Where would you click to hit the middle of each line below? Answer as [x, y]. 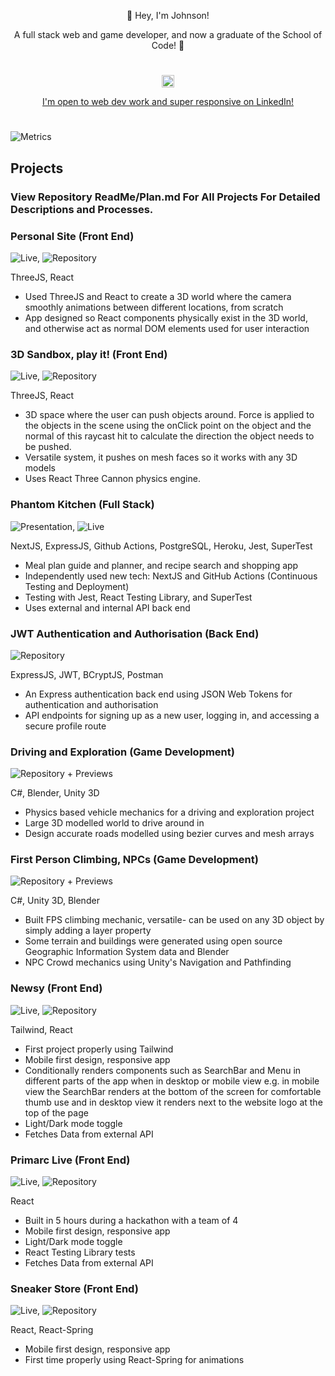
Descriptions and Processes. [82, 209]
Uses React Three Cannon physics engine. [112, 479]
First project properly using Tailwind [99, 1049]
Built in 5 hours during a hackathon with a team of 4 [131, 1221]
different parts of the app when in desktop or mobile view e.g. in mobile [172, 1081]
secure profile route [65, 726]
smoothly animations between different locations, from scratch [154, 307]
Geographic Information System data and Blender [127, 952]
